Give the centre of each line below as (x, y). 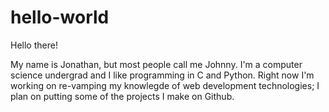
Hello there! (34, 45)
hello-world (60, 17)
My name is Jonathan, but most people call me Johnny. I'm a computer (156, 64)
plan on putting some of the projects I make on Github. (122, 96)
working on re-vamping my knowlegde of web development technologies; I (165, 85)
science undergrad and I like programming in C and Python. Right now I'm (162, 75)
